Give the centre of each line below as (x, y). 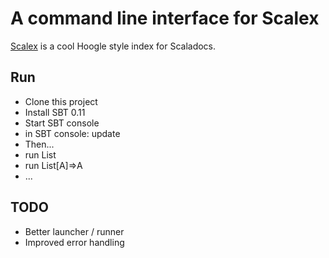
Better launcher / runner (74, 231)
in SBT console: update (72, 133)
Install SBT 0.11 (55, 112)
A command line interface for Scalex (165, 18)
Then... (39, 144)
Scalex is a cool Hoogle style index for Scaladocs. (113, 46)
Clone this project (61, 101)
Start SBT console (62, 123)
